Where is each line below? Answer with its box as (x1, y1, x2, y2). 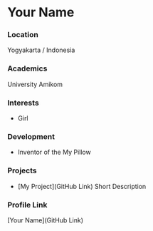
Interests (7, 98, 39, 108)
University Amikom (7, 80, 63, 88)
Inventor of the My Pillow (17, 148, 91, 157)
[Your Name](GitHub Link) (7, 215, 84, 225)
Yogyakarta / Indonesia (7, 46, 75, 54)
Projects (7, 165, 37, 175)
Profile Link (7, 200, 48, 210)
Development (7, 132, 56, 141)
